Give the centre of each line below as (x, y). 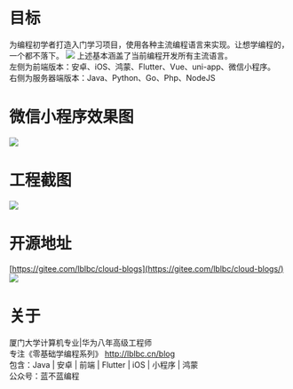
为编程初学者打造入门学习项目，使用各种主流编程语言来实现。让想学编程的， (149, 44)
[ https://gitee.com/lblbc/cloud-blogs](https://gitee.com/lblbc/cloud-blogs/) (146, 268)
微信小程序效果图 (72, 117)
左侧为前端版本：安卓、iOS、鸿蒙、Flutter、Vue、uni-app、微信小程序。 (142, 67)
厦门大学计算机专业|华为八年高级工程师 (81, 342)
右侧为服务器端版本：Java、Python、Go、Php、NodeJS (112, 77)
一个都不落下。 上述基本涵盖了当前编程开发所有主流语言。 (121, 55)
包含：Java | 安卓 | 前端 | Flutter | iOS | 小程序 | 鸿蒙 (103, 364)
